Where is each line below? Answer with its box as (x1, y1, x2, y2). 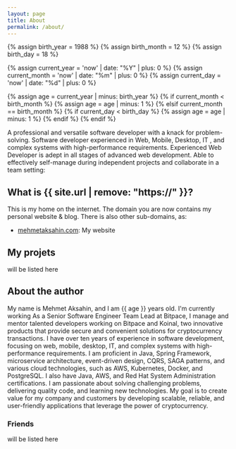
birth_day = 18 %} (7, 50, 58, 58)
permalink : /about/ (7, 23, 65, 30)
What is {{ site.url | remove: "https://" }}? (7, 186, 194, 198)
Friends (7, 419, 34, 429)
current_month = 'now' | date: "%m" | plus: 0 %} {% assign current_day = (7, 71, 221, 80)
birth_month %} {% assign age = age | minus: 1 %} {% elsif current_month (7, 100, 223, 108)
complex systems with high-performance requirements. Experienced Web (7, 144, 222, 152)
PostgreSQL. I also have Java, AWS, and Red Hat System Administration (7, 371, 216, 380)
